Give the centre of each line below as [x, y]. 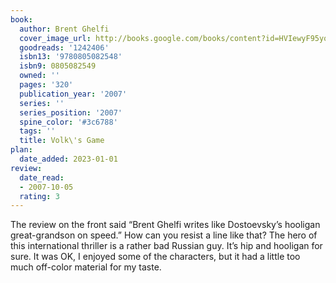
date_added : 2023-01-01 [68, 159]
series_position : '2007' [71, 112]
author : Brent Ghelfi [64, 29]
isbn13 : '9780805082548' [71, 57]
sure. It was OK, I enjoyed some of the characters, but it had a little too [155, 257]
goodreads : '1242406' [64, 47]
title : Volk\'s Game [62, 141]
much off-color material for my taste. [86, 267]
